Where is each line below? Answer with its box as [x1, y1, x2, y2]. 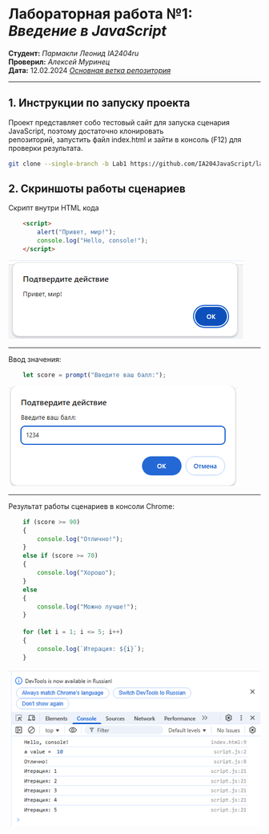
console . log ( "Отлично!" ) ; [37, 535, 124, 543]
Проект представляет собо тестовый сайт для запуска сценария [8, 117, 231, 127]
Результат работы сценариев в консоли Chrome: [8, 501, 175, 511]
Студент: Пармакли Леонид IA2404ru [8, 48, 139, 58]
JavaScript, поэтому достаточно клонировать [8, 126, 164, 136]
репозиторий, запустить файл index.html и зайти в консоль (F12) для [8, 134, 242, 144]
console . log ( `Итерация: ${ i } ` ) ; [37, 645, 146, 653]
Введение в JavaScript [8, 22, 167, 40]
